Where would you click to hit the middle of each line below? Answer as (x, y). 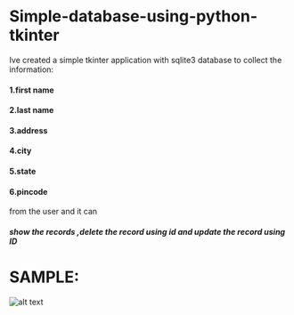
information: (32, 69)
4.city (20, 151)
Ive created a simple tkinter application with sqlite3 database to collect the (146, 60)
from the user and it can (53, 212)
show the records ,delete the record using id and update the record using (147, 231)
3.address (29, 130)
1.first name (32, 90)
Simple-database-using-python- (134, 16)
